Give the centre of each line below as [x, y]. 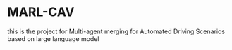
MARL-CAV [41, 12]
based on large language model [53, 38]
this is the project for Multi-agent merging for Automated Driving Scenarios [116, 31]
